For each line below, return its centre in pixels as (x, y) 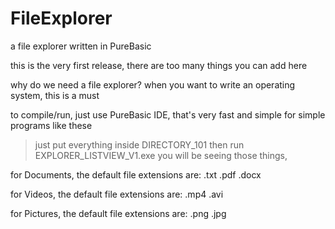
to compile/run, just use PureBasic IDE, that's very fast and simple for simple (168, 114)
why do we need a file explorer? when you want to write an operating (153, 84)
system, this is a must (55, 95)
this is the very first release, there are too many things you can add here (159, 65)
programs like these (51, 125)
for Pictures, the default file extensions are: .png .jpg (118, 213)
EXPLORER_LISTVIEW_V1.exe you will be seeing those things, (161, 155)
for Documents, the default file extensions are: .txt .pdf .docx (136, 174)
